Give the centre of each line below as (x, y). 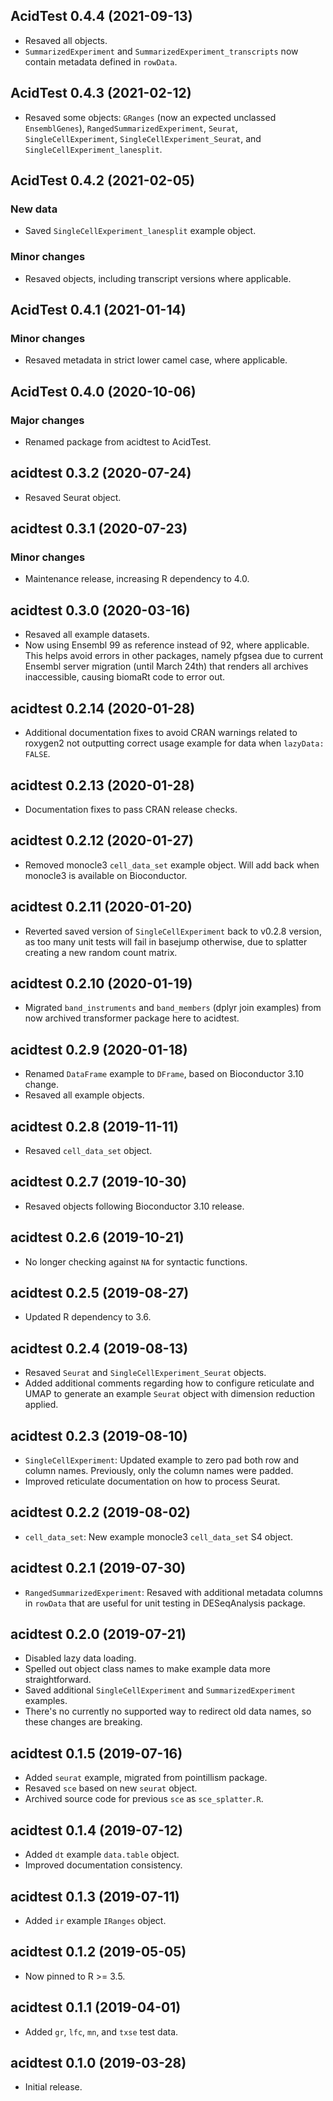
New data (34, 209)
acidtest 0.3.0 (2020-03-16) (100, 610)
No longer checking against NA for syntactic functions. (136, 1261)
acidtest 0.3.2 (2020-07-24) (101, 473)
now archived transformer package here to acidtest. (132, 1018)
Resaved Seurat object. (73, 497)
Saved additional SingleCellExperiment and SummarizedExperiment (160, 1690)
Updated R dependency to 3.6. (88, 1317)
